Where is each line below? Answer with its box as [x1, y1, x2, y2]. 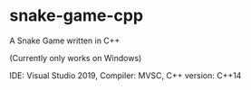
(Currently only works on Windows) [9, 52, 142, 63]
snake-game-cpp [9, 5, 143, 26]
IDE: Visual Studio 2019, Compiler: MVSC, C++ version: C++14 [9, 69, 242, 81]
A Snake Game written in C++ [9, 35, 121, 46]
